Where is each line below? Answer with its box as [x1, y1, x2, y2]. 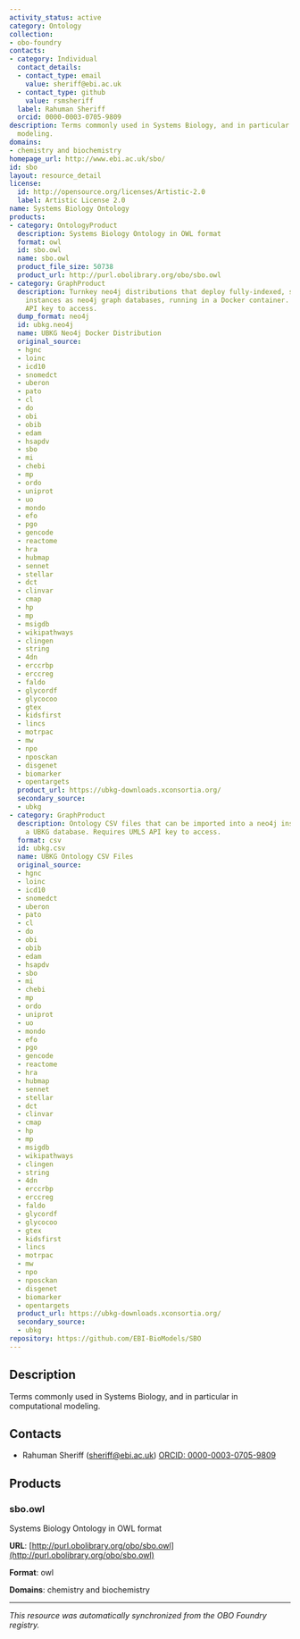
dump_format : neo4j [17, 312, 90, 322]
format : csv [17, 836, 62, 845]
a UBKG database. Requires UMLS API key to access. [25, 828, 221, 836]
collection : [9, 29, 54, 38]
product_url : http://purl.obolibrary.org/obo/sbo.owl [17, 271, 221, 280]
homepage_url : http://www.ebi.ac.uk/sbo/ [9, 154, 166, 164]
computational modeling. [9, 1400, 101, 1411]
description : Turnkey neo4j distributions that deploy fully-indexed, [17, 287, 286, 296]
